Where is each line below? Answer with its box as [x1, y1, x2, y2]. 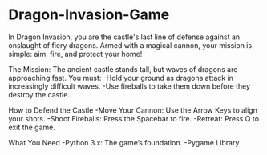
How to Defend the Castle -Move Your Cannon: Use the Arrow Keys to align [8, 105, 258, 115]
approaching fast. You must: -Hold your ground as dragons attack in [8, 73, 234, 82]
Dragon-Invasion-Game [8, 6, 170, 24]
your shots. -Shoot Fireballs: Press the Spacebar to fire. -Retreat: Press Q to [8, 113, 259, 123]
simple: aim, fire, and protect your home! [8, 49, 143, 58]
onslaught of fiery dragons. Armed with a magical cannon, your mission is [8, 40, 253, 50]
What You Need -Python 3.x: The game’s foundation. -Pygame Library [8, 137, 240, 147]
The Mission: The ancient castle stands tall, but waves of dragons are [8, 64, 238, 74]
